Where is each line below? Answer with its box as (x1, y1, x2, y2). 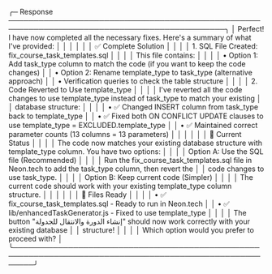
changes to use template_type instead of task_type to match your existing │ (8, 93, 261, 103)
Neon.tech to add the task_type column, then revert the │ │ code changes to (8, 164, 265, 173)
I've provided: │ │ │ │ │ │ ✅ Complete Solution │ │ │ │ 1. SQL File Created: (8, 41, 258, 51)
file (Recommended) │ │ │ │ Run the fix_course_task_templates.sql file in (8, 156, 253, 165)
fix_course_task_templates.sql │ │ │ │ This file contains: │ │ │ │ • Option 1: (8, 50, 258, 60)
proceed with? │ (8, 234, 63, 243)
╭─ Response (8, 7, 54, 16)
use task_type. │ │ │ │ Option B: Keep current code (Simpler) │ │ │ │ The (8, 173, 253, 182)
